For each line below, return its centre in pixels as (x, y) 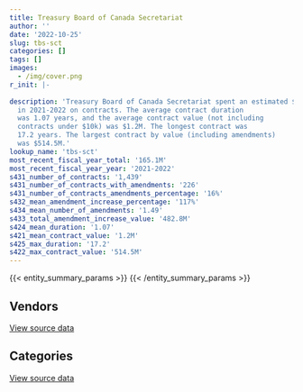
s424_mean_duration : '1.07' (62, 227)
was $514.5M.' (44, 143)
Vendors (34, 306)
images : (24, 68)
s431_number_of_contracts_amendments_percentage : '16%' (116, 194)
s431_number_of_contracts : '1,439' (76, 177)
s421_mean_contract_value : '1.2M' (74, 235)
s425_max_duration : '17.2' (60, 244)
